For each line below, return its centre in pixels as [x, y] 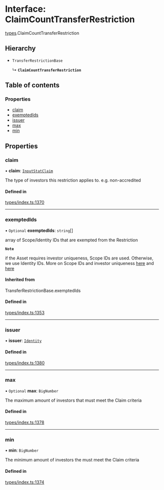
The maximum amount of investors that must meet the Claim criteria [73, 400]
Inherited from [20, 280]
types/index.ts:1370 [25, 203]
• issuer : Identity [23, 341]
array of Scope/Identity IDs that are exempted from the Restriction [72, 240]
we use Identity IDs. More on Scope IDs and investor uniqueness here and [80, 263]
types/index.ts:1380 [25, 363]
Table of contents [32, 85]
